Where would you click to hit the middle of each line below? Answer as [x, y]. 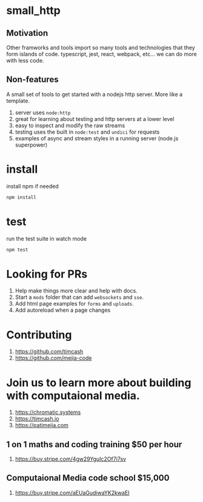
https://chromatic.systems [48, 412]
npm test [17, 250]
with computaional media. [73, 395]
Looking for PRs [47, 274]
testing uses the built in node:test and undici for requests [87, 132]
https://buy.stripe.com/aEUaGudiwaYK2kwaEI [72, 492]
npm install [21, 197]
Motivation [27, 33]
